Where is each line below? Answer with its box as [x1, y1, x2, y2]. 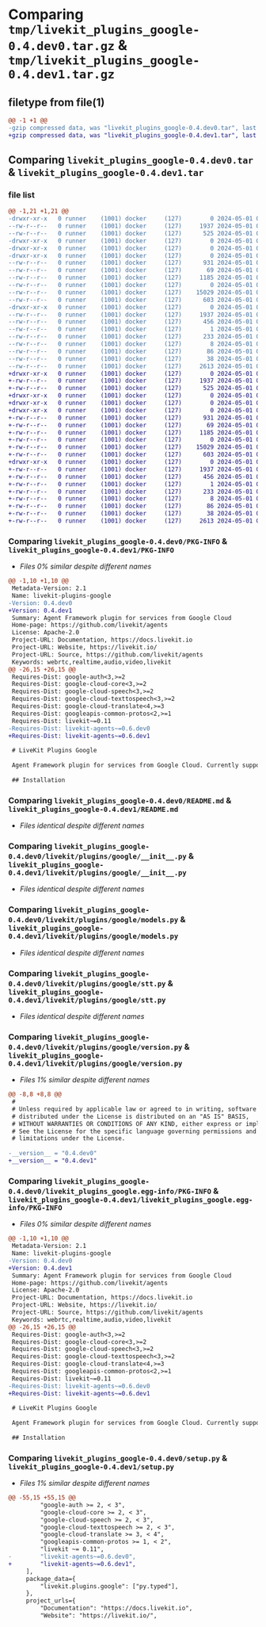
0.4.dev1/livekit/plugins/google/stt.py [8, 995, 166, 1005]
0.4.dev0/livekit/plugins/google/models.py [8, 916, 179, 925]
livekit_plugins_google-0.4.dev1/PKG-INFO [8, 546, 174, 554]
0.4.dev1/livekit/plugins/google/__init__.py [8, 868, 188, 877]
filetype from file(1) [8, 95, 105, 109]
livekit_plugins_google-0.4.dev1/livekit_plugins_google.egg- [8, 1195, 253, 1204]
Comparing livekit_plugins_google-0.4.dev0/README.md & [8, 794, 232, 806]
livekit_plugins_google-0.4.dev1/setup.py [8, 1462, 174, 1472]
